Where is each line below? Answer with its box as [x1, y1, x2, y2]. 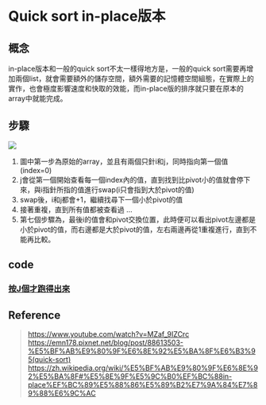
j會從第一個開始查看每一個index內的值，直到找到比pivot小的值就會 [19, 175, 237, 184]
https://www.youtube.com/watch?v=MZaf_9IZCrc [27, 329, 190, 338]
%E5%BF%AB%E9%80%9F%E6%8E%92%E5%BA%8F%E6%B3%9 [27, 346, 256, 356]
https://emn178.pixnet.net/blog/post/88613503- [27, 337, 184, 347]
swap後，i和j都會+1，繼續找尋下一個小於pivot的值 [19, 195, 183, 204]
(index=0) [19, 165, 52, 175]
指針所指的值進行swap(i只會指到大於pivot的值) [42, 184, 195, 195]
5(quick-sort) [27, 354, 71, 364]
